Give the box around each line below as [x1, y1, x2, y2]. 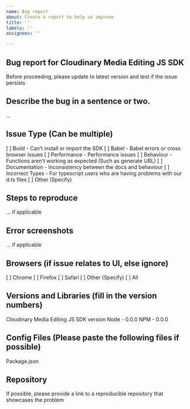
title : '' [6, 19, 30, 25]
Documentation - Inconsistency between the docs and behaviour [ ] [6, 163, 170, 171]
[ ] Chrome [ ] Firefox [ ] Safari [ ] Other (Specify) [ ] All [6, 274, 139, 281]
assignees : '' [6, 31, 41, 36]
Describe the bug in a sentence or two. [6, 97, 151, 107]
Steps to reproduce [6, 192, 78, 203]
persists [6, 79, 26, 86]
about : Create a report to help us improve [6, 14, 114, 20]
